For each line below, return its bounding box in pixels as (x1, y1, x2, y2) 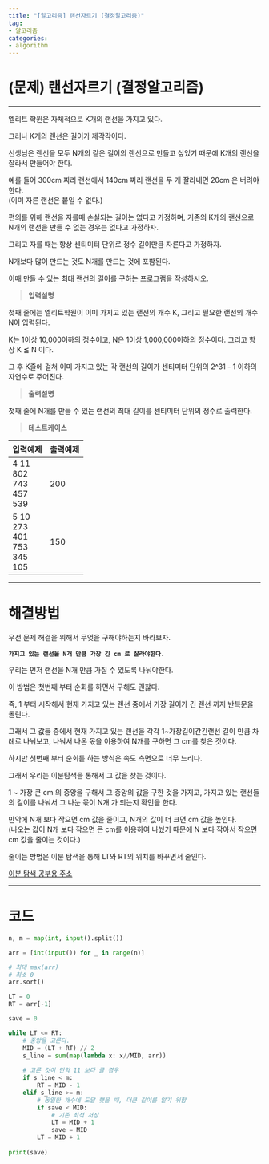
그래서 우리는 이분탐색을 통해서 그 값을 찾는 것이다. (8, 771, 167, 780)
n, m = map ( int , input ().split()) (8, 934, 124, 943)
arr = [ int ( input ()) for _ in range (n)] (8, 948, 146, 957)
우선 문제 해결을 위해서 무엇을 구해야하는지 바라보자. (8, 633, 171, 642)
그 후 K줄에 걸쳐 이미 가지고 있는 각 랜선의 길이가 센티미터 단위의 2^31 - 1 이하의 (8, 362, 258, 371)
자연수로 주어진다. (8, 372, 65, 382)
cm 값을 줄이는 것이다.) (8, 835, 82, 844)
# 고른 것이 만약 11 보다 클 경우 (22, 1066, 119, 1075)
